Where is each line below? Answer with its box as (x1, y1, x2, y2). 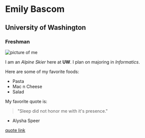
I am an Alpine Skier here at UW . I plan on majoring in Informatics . (5, 59, 140, 65)
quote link (5, 127, 26, 133)
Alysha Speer (12, 118, 40, 124)
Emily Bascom (5, 3, 65, 15)
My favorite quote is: (5, 98, 48, 104)
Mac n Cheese (12, 83, 42, 89)
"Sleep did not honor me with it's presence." (17, 108, 108, 114)
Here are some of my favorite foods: (5, 69, 79, 74)
